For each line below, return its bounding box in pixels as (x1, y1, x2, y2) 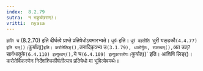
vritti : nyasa (6, 20, 45, 26)
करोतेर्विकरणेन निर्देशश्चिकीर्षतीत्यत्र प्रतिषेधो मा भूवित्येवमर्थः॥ (6, 57, 120, 64)
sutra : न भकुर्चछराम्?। (6, 15, 57, 21)
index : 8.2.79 (6, 8, 45, 15)
